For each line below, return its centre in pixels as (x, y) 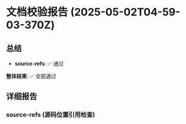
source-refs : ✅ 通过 (39, 63)
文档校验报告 (37, 12)
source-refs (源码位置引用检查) (51, 115)
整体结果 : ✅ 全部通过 (31, 76)
